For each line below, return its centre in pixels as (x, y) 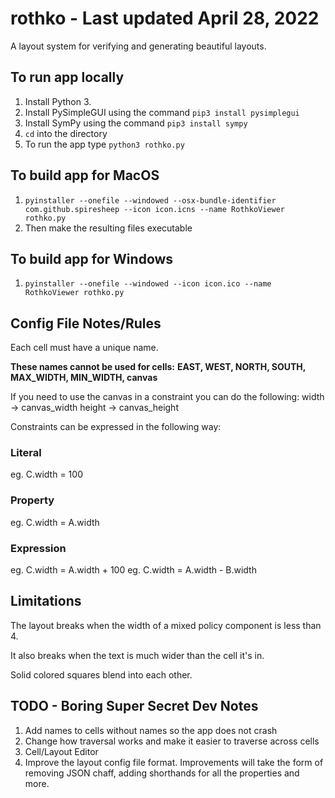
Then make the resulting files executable (108, 228)
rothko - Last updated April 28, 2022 (165, 18)
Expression (38, 548)
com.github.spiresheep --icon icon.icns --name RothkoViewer (155, 209)
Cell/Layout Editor (61, 751)
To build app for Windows (92, 258)
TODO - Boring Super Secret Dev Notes (134, 706)
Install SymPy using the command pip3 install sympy (136, 123)
